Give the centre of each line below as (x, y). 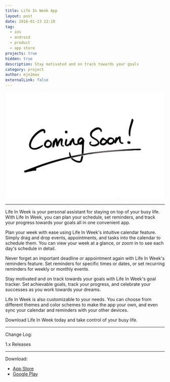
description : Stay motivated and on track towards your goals (72, 64)
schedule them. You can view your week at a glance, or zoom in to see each (84, 243)
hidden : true (19, 59)
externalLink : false (27, 80)
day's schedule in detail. (31, 248)
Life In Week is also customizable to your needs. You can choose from (78, 299)
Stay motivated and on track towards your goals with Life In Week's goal (80, 279)
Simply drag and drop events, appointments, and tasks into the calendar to (83, 237)
